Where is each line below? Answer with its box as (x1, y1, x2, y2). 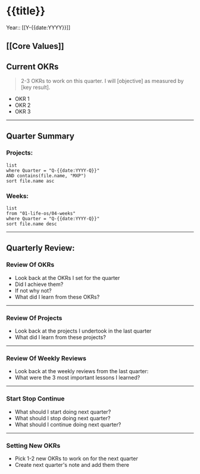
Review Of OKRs (6, 261, 55, 269)
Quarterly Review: (6, 243, 75, 253)
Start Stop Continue (6, 395, 65, 403)
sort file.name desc (6, 221, 58, 227)
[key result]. (20, 84, 51, 91)
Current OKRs (6, 61, 59, 72)
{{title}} (6, 4, 46, 18)
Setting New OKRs (6, 441, 61, 450)
